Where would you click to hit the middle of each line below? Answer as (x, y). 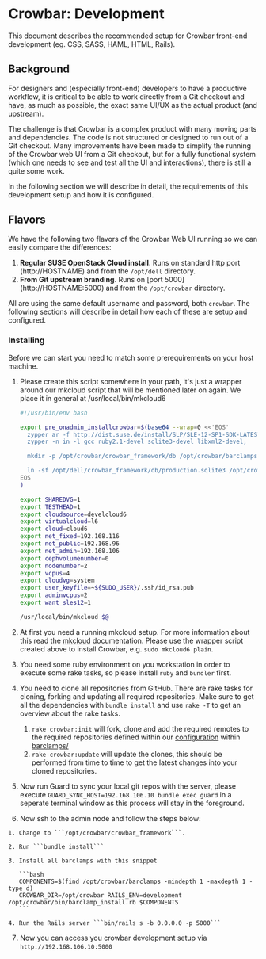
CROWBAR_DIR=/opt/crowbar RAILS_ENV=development (100, 895)
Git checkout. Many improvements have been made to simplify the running (130, 145)
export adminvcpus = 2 (53, 595)
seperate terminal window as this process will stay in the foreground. (132, 803)
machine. (23, 366)
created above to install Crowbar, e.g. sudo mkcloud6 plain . (116, 649)
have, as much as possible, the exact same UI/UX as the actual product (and (133, 105)
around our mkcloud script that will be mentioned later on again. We (130, 390)
